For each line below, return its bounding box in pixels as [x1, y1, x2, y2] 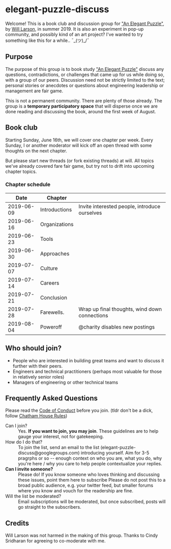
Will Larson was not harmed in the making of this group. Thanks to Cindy [5, 532, 158, 539]
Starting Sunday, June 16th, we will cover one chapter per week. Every [5, 137, 154, 143]
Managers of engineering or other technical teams [12, 379, 119, 385]
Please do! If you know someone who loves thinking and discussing [18, 471, 160, 478]
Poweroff [40, 323, 62, 330]
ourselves [78, 209, 102, 216]
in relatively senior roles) [12, 373, 65, 380]
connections [78, 312, 108, 319]
